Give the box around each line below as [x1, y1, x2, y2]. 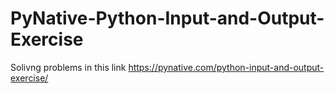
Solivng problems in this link [10, 61, 127, 73]
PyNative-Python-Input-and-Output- [10, 7, 325, 30]
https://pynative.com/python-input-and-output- [128, 61, 325, 73]
